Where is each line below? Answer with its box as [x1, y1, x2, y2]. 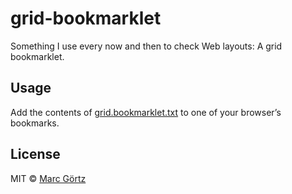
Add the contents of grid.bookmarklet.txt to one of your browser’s [10, 106, 282, 118]
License [10, 146, 61, 163]
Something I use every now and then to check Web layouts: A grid [10, 40, 283, 52]
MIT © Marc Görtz [10, 172, 87, 184]
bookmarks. [10, 117, 60, 129]
